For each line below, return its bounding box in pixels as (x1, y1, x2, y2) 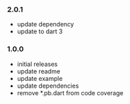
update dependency (16, 20, 74, 29)
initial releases (16, 60, 58, 68)
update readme (16, 67, 60, 75)
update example (16, 74, 63, 82)
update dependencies (16, 82, 79, 90)
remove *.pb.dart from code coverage (16, 88, 124, 97)
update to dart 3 (16, 27, 63, 35)
